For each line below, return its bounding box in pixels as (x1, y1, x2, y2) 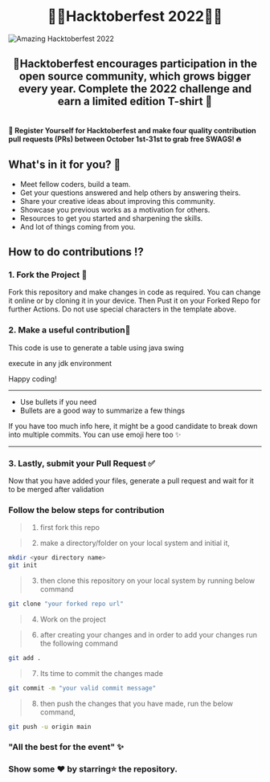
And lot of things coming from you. (19, 222, 136, 231)
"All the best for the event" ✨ (8, 742, 125, 753)
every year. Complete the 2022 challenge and (18, 82, 252, 96)
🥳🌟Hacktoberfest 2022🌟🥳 (47, 7, 223, 26)
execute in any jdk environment (8, 358, 112, 368)
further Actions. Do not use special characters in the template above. (8, 304, 237, 314)
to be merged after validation (8, 485, 104, 495)
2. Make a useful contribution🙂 (8, 324, 131, 336)
